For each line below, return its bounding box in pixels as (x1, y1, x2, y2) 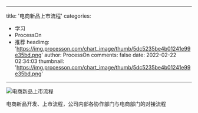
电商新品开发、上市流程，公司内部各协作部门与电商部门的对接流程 (6, 101, 166, 107)
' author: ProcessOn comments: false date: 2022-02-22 (41, 51, 177, 58)
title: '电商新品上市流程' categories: (6, 12, 91, 19)
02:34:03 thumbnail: (14, 58, 65, 65)
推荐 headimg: (14, 39, 50, 45)
